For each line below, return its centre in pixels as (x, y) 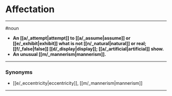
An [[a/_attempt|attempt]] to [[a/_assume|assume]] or (71, 38)
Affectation (30, 9)
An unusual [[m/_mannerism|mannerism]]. (59, 54)
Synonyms (19, 72)
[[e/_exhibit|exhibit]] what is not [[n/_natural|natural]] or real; (80, 43)
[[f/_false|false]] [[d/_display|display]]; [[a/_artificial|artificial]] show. (88, 49)
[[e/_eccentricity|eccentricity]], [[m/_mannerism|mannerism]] (78, 83)
